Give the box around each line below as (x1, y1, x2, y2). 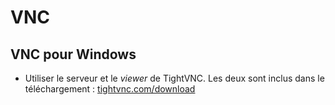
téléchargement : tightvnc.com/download (24, 83, 196, 95)
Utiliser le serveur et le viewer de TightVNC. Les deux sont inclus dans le (24, 72, 325, 84)
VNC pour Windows (10, 46, 137, 63)
